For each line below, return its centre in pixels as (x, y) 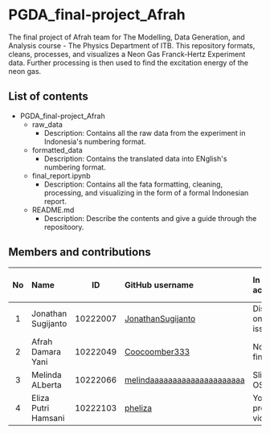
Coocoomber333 (157, 351)
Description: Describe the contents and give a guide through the (150, 218)
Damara (47, 351)
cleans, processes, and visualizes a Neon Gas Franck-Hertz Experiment (127, 54)
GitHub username (159, 285)
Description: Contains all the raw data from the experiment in (145, 133)
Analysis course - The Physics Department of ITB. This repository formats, (132, 45)
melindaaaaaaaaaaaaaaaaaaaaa (184, 379)
